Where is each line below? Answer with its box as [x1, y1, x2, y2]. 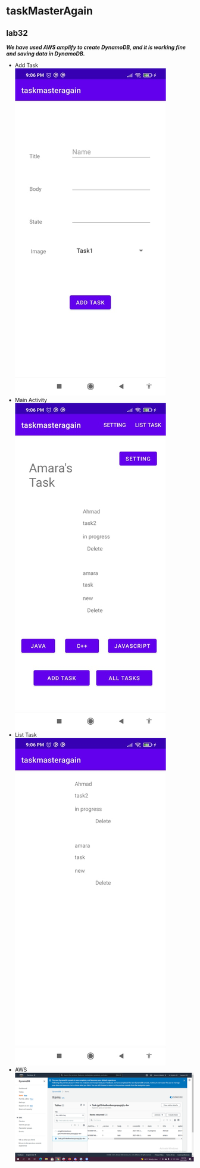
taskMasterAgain [6, 4, 93, 18]
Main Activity [14, 397, 48, 403]
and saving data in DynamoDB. [6, 50, 85, 57]
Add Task [14, 61, 39, 69]
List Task [14, 731, 37, 738]
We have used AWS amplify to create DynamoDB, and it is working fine [6, 44, 186, 51]
